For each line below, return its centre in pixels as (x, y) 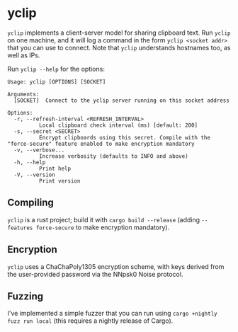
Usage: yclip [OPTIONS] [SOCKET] (57, 82)
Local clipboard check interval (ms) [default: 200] (118, 125)
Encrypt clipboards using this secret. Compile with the (125, 137)
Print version (59, 181)
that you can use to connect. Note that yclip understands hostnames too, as (119, 47)
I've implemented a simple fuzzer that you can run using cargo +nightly (112, 314)
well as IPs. (24, 55)
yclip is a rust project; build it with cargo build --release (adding (104, 219)
